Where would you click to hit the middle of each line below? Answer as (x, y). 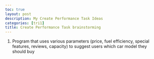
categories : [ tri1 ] (25, 23)
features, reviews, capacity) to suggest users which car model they (79, 46)
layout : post (18, 14)
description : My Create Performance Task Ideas (54, 18)
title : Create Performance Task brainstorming (53, 28)
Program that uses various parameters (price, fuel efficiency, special (81, 41)
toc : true (15, 9)
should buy (23, 52)
